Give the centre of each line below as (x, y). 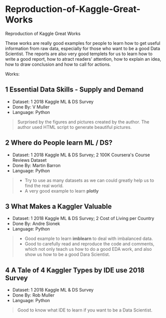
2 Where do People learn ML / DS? (59, 143)
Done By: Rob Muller (33, 295)
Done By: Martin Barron (37, 165)
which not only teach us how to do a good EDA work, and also (88, 249)
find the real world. (44, 186)
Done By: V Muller (31, 107)
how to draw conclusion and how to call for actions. (58, 64)
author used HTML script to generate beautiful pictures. (74, 127)
